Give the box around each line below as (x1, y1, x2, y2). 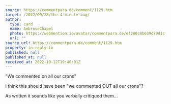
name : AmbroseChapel (10, 26, 53, 31)
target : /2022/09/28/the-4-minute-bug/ (5, 12, 90, 17)
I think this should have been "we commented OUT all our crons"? (5, 83, 144, 89)
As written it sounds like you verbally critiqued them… (5, 93, 118, 99)
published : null (5, 50, 40, 55)
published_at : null (5, 54, 47, 60)
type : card (10, 21, 33, 27)
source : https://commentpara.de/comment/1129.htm (5, 7, 113, 13)
